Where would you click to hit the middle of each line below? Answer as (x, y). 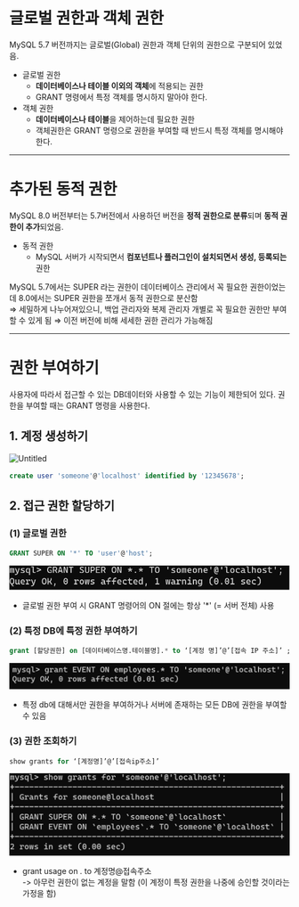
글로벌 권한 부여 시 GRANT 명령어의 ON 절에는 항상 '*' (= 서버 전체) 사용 (148, 605)
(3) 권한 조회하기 (43, 741)
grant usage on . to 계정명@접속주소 (87, 870)
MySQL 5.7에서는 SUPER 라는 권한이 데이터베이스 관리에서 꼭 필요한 (129, 287)
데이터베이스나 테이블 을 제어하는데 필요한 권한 (115, 119)
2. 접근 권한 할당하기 (62, 506)
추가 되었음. (44, 226)
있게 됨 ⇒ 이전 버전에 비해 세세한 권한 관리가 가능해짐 (121, 320)
